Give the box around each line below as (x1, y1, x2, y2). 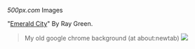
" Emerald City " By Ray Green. (7, 20, 93, 27)
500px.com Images (7, 6, 63, 14)
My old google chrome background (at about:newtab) (24, 34, 180, 42)
